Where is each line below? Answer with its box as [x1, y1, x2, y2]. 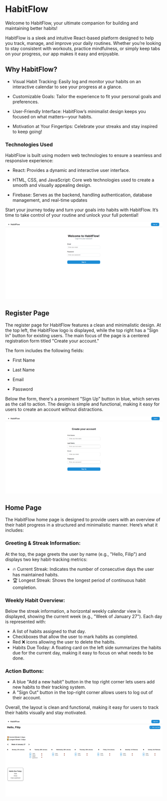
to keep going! [12, 129, 42, 134]
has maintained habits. [12, 571, 59, 577]
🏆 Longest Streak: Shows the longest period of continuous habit [12, 577, 146, 583]
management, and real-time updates [12, 197, 88, 203]
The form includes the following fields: [5, 347, 84, 353]
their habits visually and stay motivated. [5, 710, 87, 716]
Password [12, 386, 33, 392]
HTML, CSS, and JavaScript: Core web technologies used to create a [12, 177, 155, 183]
